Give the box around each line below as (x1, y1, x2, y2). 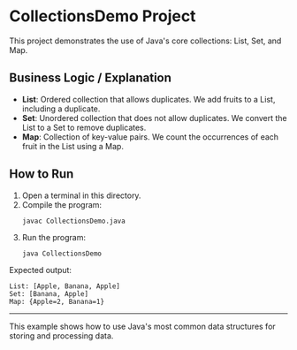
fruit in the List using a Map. (21, 141, 124, 151)
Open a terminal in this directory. (21, 190, 141, 201)
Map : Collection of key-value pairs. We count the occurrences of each (21, 131, 279, 142)
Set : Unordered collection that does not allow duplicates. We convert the (21, 112, 287, 123)
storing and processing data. (9, 330, 114, 341)
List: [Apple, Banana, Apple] (9, 281, 121, 291)
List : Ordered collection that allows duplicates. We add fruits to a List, (21, 94, 276, 104)
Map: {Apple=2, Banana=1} (9, 297, 104, 306)
